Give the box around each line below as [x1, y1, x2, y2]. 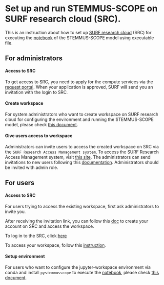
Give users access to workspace [5, 133, 73, 139]
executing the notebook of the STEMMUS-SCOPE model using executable [5, 35, 154, 41]
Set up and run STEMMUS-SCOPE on [5, 3, 158, 14]
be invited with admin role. [5, 165, 59, 170]
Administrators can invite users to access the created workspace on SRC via [5, 143, 159, 149]
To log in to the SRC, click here [5, 233, 67, 238]
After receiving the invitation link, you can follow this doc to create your [5, 218, 148, 224]
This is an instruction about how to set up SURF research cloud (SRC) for [5, 29, 152, 35]
